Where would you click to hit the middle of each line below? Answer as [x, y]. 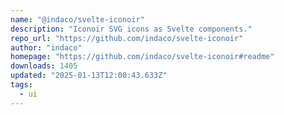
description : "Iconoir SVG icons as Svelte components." [131, 29]
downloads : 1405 [44, 66]
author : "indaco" [46, 47]
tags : [21, 85]
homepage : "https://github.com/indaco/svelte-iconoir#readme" [142, 57]
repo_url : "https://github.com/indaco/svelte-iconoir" [127, 38]
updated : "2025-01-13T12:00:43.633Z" [89, 76]
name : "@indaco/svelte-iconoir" [77, 19]
